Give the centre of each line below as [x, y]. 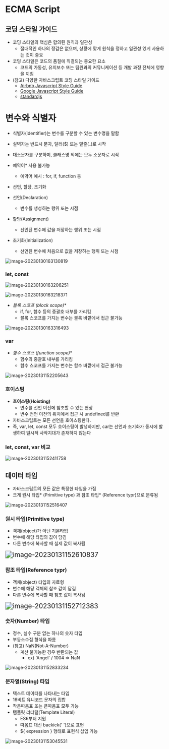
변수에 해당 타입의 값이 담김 [40, 537]
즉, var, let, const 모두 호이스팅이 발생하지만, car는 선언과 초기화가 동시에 [85, 426]
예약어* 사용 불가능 [31, 165]
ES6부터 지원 [33, 719]
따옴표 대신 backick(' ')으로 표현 [52, 725]
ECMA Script [33, 9]
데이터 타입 [21, 476]
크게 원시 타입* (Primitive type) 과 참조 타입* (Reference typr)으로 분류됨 [85, 494]
